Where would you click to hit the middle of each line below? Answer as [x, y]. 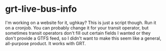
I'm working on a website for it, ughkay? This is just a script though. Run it [81, 23]
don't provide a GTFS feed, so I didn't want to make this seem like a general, [83, 38]
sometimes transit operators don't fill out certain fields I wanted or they [78, 33]
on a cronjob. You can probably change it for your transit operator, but [77, 27]
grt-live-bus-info [41, 9]
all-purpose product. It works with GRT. [45, 43]
